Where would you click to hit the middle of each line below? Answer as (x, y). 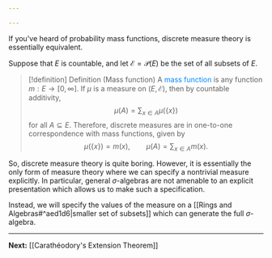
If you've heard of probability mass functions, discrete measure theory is (130, 38)
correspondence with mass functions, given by (106, 133)
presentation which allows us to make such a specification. (106, 189)
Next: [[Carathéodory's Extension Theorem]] (83, 245)
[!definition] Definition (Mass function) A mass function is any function (145, 79)
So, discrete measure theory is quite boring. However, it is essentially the (130, 163)
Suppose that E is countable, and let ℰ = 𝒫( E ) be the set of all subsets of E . (133, 63)
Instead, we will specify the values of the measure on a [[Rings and (120, 205)
